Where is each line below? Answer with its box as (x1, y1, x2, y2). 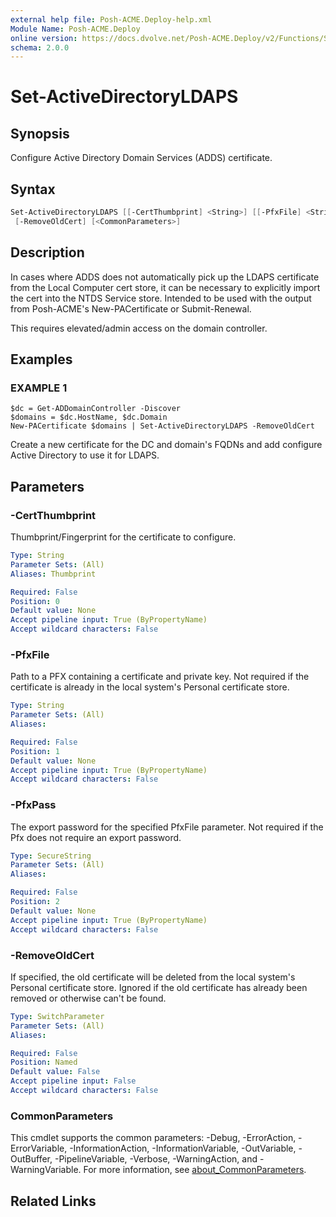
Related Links (10, 1192, 97, 1210)
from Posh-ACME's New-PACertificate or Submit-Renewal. (10, 302, 252, 315)
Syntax (10, 181, 56, 198)
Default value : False (10, 1067, 101, 1077)
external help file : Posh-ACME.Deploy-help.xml (10, 14, 213, 25)
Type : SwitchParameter (10, 1011, 105, 1021)
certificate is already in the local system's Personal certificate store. (10, 681, 290, 693)
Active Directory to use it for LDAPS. (10, 449, 160, 461)
